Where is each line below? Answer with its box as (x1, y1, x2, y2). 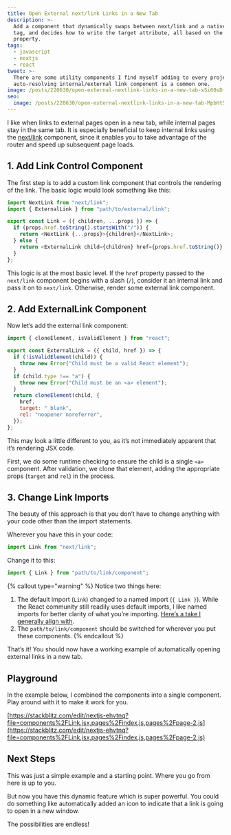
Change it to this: (7, 556, 56, 565)
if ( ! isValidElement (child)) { (13, 354, 103, 361)
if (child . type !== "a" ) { (13, 373, 91, 380)
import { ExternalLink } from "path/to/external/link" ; (7, 206, 170, 213)
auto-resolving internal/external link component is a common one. (13, 80, 211, 87)
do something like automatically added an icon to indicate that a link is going (7, 799, 223, 807)
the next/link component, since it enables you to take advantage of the (7, 133, 208, 141)
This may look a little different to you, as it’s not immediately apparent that (7, 436, 217, 444)
